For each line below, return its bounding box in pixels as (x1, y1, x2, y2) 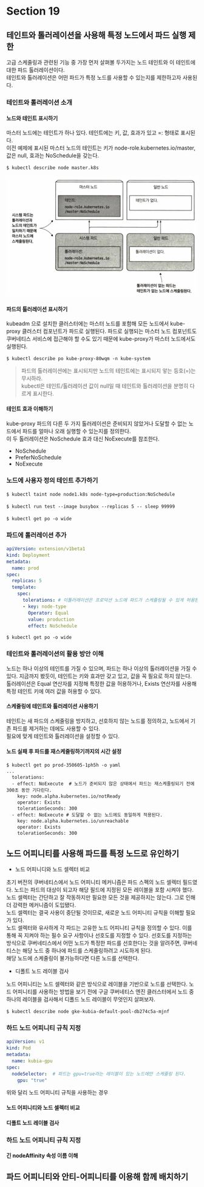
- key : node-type (22, 604, 67, 610)
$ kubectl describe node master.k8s (6, 165, 99, 171)
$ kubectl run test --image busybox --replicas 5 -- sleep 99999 (6, 503, 175, 509)
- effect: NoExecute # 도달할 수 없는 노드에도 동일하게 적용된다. (12, 812, 163, 818)
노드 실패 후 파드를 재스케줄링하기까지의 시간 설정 (6, 747, 122, 755)
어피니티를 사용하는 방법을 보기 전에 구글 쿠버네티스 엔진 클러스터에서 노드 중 (12, 987, 194, 995)
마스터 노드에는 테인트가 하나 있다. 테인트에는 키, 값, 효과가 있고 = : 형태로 (6, 129, 180, 136)
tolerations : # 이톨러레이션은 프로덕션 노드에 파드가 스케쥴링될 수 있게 (22, 597, 184, 604)
